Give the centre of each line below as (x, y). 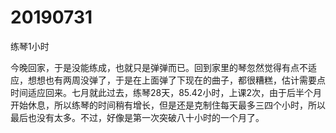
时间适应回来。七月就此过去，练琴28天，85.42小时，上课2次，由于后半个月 (166, 92)
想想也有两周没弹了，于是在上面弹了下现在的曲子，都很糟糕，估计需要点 (176, 80)
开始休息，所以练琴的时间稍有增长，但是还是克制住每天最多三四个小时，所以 (168, 105)
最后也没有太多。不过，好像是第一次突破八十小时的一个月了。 (137, 117)
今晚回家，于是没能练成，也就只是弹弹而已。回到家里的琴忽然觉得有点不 (159, 67)
